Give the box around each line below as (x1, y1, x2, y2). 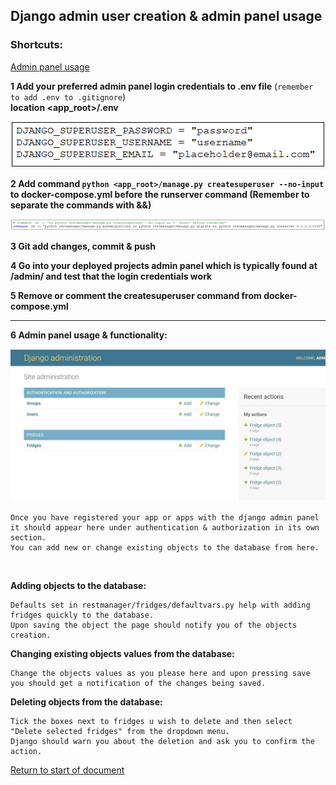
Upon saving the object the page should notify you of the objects (10, 620, 298, 631)
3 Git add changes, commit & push (10, 240, 157, 253)
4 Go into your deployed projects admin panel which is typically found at (10, 260, 318, 272)
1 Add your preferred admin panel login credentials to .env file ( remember (10, 80, 314, 92)
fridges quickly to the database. (10, 610, 155, 621)
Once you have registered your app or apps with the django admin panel (10, 513, 320, 523)
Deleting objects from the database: (10, 696, 163, 708)
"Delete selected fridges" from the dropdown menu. (10, 727, 230, 737)
